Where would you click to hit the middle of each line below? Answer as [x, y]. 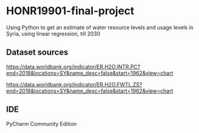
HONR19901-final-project [70, 11]
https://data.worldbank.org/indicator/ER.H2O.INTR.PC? [73, 66]
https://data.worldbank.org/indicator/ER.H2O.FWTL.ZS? [74, 84]
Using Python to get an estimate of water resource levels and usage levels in [100, 27]
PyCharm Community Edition [42, 123]
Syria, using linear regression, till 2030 [53, 33]
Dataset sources [37, 53]
